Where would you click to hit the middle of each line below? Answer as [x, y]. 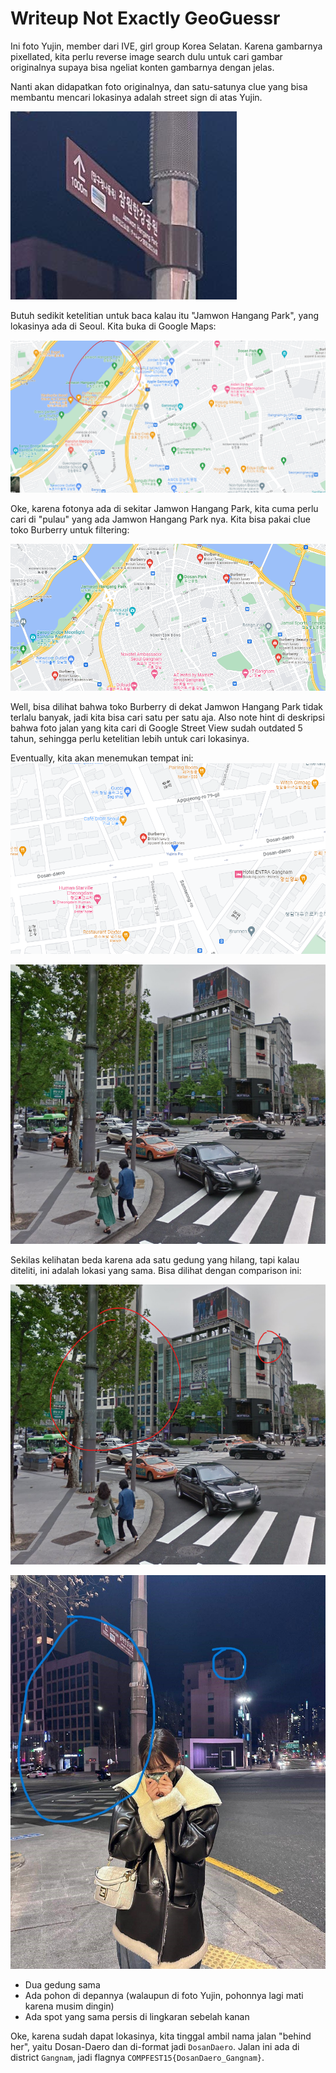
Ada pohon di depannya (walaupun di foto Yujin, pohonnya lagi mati [164, 1996]
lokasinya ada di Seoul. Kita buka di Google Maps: [113, 326]
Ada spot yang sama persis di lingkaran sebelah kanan [137, 2017]
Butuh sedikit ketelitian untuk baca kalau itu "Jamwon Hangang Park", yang [165, 315]
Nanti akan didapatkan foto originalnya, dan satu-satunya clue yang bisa [159, 86]
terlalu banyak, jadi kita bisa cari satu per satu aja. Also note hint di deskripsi [167, 717]
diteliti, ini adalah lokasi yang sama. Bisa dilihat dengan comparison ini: [156, 1271]
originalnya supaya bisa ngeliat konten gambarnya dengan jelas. [142, 67]
